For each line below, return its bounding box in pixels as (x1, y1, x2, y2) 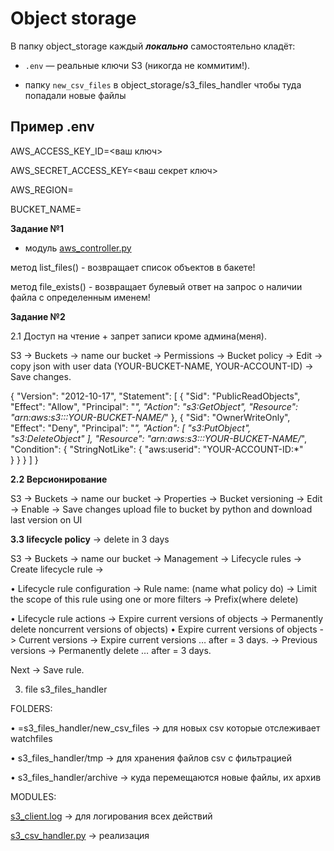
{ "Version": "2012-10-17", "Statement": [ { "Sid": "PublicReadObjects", (10, 390, 301, 402)
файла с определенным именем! (10, 291, 151, 303)
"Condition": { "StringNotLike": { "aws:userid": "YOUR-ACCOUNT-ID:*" (10, 443, 304, 455)
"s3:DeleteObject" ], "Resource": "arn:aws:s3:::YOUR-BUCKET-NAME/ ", (10, 432, 308, 444)
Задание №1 (10, 222, 65, 234)
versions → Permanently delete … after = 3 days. (10, 644, 212, 656)
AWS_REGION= (10, 183, 74, 196)
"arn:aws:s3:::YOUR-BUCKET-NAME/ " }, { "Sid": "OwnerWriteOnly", (10, 411, 291, 423)
